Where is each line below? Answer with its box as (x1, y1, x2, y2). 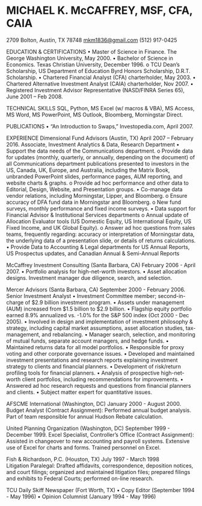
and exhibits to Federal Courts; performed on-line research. (6, 475, 154, 482)
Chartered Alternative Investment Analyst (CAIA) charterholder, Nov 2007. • (6, 80, 194, 87)
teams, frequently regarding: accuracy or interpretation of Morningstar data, (6, 230, 195, 238)
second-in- (158, 292, 186, 299)
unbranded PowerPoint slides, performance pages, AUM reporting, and (6, 172, 183, 180)
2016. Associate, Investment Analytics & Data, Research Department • (6, 141, 180, 148)
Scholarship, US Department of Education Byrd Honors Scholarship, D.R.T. (6, 67, 191, 74)
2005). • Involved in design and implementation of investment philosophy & (6, 318, 194, 325)
